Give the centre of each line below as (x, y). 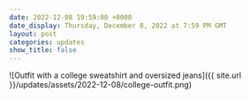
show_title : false (43, 50)
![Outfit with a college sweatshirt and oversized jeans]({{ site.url (125, 75)
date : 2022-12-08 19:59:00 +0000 (71, 17)
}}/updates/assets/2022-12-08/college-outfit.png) (101, 85)
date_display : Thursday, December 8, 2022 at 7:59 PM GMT (118, 26)
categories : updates (47, 42)
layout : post (33, 34)
